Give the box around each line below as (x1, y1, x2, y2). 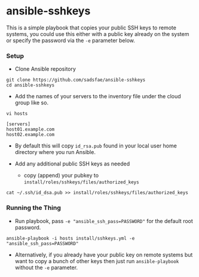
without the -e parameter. (14, 264, 78, 271)
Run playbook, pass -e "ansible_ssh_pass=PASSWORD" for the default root (14, 217, 193, 224)
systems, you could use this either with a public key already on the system (6, 30, 189, 37)
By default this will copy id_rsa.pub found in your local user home (14, 142, 177, 149)
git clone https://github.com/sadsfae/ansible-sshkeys (6, 77, 146, 83)
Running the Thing (6, 204, 62, 212)
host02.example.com (6, 132, 55, 138)
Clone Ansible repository (14, 65, 76, 73)
